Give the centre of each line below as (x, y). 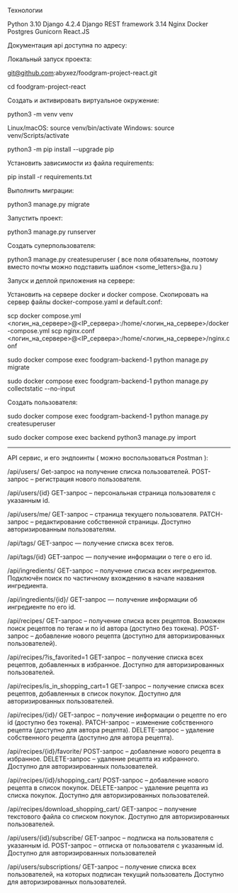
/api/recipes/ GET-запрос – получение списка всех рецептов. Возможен (116, 621)
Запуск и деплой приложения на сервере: (71, 281)
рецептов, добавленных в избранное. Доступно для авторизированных (116, 665)
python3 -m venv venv (40, 114)
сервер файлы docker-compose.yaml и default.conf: (85, 302)
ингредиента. (28, 586)
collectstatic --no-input (41, 389)
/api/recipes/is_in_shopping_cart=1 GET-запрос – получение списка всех (116, 686)
